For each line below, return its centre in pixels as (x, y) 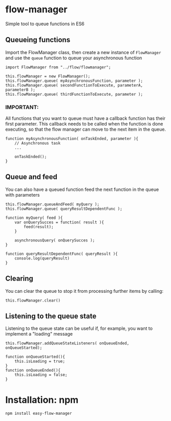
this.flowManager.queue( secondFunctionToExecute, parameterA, (74, 85)
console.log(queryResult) (42, 258)
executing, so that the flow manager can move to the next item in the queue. (86, 129)
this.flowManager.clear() (33, 300)
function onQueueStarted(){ (35, 357)
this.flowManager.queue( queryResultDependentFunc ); (64, 209)
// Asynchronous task (37, 143)
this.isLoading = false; (41, 375)
